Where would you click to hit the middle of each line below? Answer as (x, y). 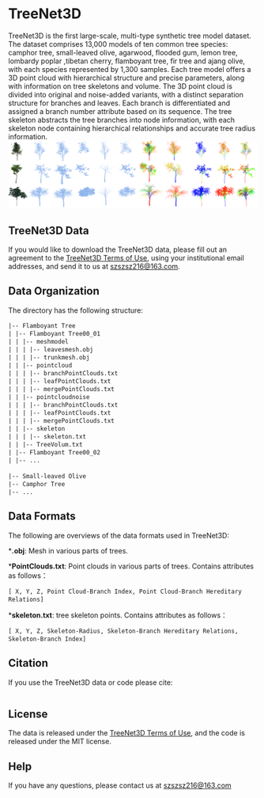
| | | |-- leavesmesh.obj (51, 349)
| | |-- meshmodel (38, 341)
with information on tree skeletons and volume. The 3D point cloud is (121, 86)
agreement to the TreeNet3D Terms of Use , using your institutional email (126, 258)
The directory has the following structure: (76, 310)
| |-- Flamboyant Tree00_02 (55, 452)
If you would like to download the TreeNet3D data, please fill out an (118, 249)
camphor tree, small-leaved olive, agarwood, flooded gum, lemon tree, (123, 52)
